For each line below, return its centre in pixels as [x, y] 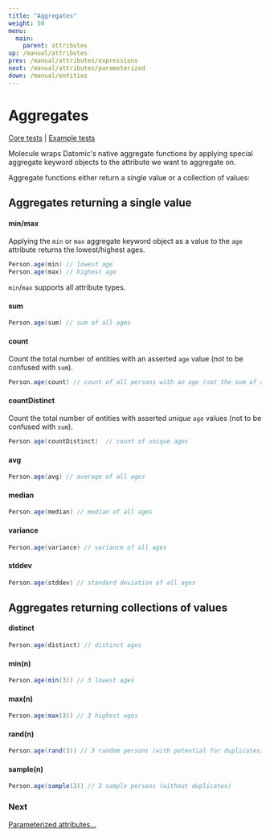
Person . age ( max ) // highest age [62, 272]
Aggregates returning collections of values [118, 607]
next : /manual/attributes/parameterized [77, 68]
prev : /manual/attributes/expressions [73, 61]
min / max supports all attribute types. [67, 287]
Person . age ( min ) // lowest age [61, 265]
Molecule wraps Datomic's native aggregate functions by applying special [131, 153]
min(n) [20, 663]
